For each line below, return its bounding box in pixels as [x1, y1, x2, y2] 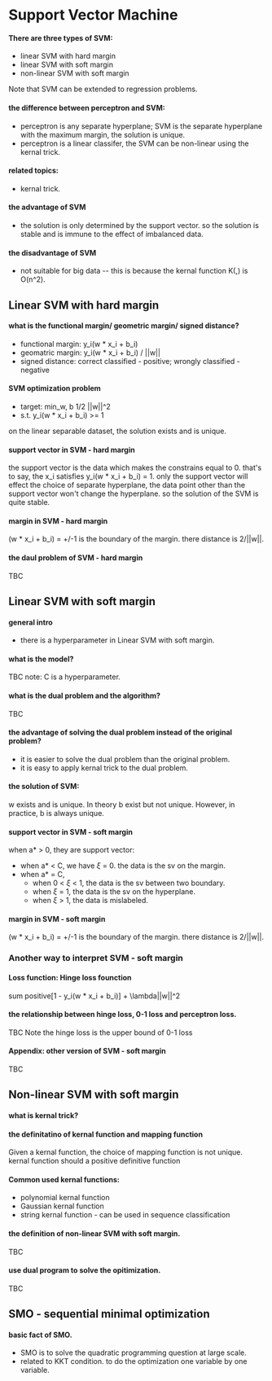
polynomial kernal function [20, 1193, 110, 1203]
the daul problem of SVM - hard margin [8, 553, 143, 563]
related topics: [8, 165, 59, 176]
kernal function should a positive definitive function [8, 1156, 181, 1166]
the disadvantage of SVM [8, 248, 97, 257]
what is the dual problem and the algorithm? [8, 690, 161, 700]
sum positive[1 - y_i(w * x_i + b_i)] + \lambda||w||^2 [8, 991, 181, 1001]
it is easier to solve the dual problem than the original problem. [20, 754, 230, 764]
